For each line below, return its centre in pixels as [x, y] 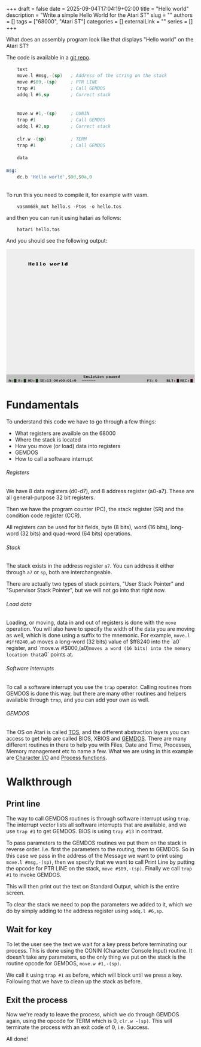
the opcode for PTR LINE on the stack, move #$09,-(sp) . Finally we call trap [99, 868]
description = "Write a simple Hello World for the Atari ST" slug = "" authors [100, 15]
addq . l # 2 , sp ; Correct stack [64, 126]
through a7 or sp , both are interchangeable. [59, 572]
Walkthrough [39, 782]
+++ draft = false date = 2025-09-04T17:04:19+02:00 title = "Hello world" [98, 9]
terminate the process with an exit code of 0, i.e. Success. [78, 1027]
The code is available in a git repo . [48, 57]
